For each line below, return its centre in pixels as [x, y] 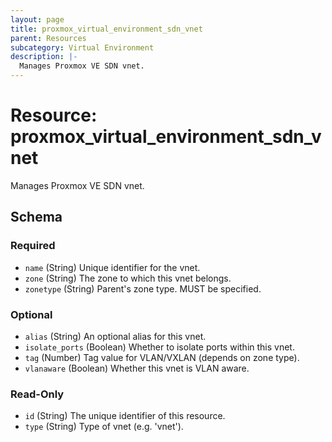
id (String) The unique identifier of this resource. [125, 416]
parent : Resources [48, 38]
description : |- [44, 57]
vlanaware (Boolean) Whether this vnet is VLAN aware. [137, 368]
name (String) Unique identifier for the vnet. [112, 267]
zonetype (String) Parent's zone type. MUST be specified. [143, 288]
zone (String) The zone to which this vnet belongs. [128, 278]
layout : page [37, 19]
